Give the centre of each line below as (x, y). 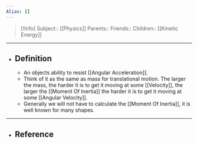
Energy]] (31, 34)
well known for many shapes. (59, 110)
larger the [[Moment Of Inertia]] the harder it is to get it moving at (103, 91)
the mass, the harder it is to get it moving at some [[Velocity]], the (103, 85)
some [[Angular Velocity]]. (55, 98)
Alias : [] (18, 11)
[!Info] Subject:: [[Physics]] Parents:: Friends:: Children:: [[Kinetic (99, 28)
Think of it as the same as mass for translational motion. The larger (105, 79)
